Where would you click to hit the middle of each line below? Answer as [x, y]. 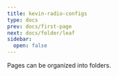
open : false [31, 46]
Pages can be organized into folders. [59, 65]
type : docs [23, 20]
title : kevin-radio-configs [47, 13]
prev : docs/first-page [39, 26]
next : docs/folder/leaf [41, 33]
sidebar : [20, 39]
